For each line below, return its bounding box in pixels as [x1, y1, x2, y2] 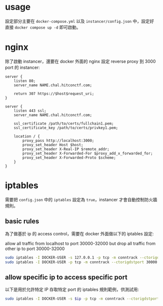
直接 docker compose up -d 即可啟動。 [5, 24, 81, 30]
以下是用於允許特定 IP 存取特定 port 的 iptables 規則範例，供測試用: [5, 287, 139, 292]
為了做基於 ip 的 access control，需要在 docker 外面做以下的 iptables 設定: [5, 230, 154, 236]
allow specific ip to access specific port [5, 273, 128, 281]
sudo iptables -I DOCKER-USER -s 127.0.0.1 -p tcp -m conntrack [5, 255, 138, 260]
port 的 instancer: [5, 64, 40, 70]
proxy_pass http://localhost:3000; [22, 138, 95, 143]
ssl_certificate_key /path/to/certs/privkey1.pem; [14, 125, 118, 130]
